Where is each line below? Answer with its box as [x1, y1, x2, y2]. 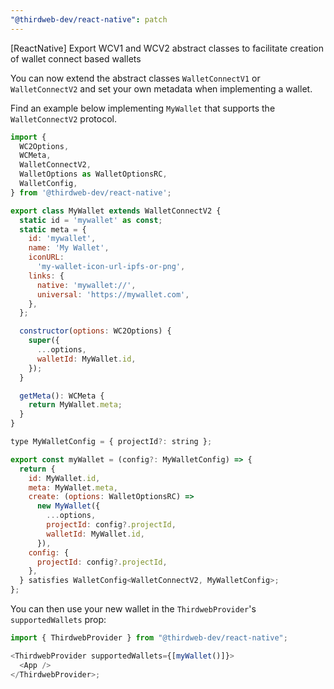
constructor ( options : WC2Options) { [19, 326, 172, 336]
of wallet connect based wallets [10, 52, 142, 65]
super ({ [28, 336, 60, 346]
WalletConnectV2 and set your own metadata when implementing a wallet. [10, 82, 313, 95]
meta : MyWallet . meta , [28, 482, 118, 493]
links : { [28, 271, 65, 281]
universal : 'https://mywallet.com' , [36, 289, 190, 300]
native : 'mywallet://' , [36, 280, 137, 290]
